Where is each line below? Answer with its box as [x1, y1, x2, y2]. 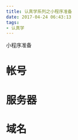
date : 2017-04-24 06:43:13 [6, 14, 72, 20]
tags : [6, 19, 19, 25]
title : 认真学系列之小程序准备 [6, 8, 72, 15]
